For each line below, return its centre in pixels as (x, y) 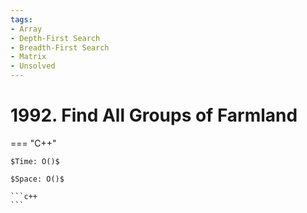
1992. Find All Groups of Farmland (154, 115)
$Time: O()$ (35, 161)
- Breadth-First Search (60, 47)
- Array (26, 29)
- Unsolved (33, 66)
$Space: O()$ (37, 179)
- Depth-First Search (55, 38)
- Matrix (28, 57)
